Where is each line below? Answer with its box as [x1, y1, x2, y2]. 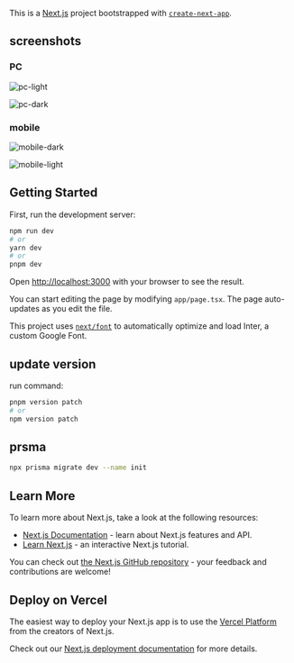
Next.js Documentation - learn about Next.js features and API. [22, 530, 253, 540]
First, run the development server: [9, 209, 136, 220]
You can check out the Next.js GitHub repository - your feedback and [9, 557, 268, 568]
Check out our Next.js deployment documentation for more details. [9, 643, 258, 654]
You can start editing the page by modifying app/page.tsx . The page [9, 294, 263, 304]
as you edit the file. [41, 304, 113, 314]
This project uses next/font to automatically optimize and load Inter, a [9, 321, 270, 331]
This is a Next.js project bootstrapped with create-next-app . [9, 8, 233, 18]
